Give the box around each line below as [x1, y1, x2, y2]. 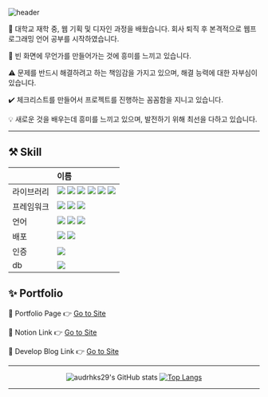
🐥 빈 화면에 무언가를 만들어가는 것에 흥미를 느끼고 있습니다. [8, 51, 191, 60]
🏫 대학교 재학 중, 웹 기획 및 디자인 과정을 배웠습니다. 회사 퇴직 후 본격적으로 [8, 24, 242, 34]
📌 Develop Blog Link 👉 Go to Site [8, 346, 120, 355]
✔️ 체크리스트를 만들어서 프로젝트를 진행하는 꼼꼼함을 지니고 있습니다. [8, 95, 224, 104]
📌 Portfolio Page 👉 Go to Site [8, 308, 106, 318]
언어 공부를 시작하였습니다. [35, 34, 120, 43]
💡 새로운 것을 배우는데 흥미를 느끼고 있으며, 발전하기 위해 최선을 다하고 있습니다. [8, 114, 258, 124]
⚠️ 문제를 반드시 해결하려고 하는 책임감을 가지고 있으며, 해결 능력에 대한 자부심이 [8, 68, 258, 77]
